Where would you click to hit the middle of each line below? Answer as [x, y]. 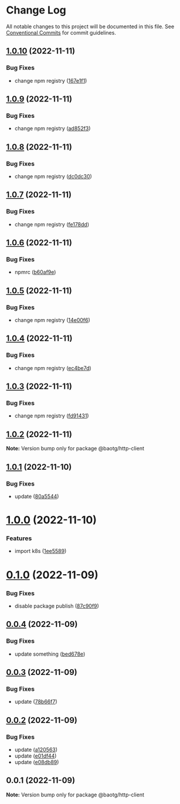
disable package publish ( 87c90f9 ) [57, 606]
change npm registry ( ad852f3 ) [52, 128]
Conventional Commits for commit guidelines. [61, 32]
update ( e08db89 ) [37, 762]
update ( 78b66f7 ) [36, 702]
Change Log [36, 10]
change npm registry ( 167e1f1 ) [51, 80]
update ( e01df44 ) [35, 756]
